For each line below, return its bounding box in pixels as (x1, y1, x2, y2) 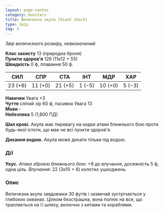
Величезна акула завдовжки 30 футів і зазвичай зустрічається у (5, 191, 146, 197)
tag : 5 (5, 27, 19, 32)
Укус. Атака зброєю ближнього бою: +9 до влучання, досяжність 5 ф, (5, 161, 159, 167)
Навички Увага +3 (5, 95, 45, 101)
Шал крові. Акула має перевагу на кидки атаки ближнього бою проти (5, 121, 159, 128)
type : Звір (5, 21, 29, 27)
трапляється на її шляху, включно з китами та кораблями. (5, 201, 133, 207)
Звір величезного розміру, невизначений (5, 40, 96, 46)
